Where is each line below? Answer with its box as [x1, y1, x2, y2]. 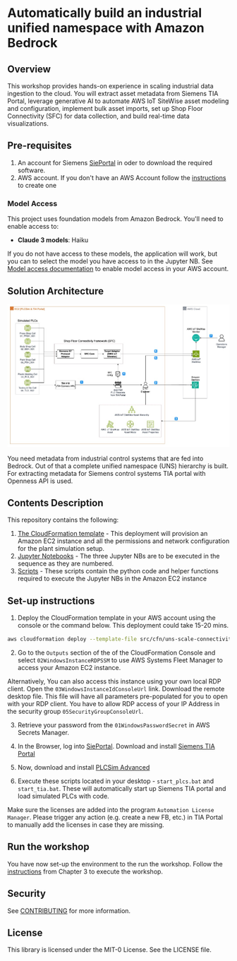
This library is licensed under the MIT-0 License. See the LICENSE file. [7, 945, 212, 954]
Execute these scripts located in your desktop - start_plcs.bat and [17, 777, 214, 785]
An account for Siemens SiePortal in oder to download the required [17, 158, 213, 167]
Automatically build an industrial [7, 5, 202, 21]
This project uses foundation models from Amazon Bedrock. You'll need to [7, 215, 224, 223]
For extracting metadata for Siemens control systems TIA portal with [7, 469, 206, 477]
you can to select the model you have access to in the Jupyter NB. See [7, 257, 213, 265]
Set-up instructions [7, 595, 95, 607]
